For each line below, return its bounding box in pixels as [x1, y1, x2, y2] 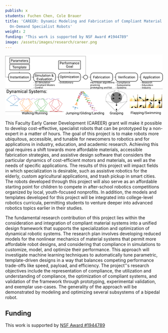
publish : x [5, 8, 28, 13]
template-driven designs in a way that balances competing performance [5, 257, 154, 263]
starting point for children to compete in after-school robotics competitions [5, 184, 159, 190]
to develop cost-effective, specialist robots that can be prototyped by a [5, 125, 152, 131]
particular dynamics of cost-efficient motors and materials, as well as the [5, 157, 156, 163]
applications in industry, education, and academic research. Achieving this [5, 141, 158, 147]
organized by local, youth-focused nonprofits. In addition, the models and [5, 189, 157, 195]
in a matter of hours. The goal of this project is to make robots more [19, 130, 159, 137]
